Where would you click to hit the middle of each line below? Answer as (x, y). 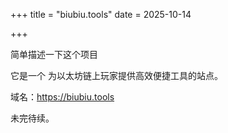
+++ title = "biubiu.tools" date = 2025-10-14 (101, 14)
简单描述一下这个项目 (54, 54)
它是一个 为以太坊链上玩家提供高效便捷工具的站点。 (116, 75)
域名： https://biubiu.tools (62, 97)
